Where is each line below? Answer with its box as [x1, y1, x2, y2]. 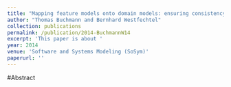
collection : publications [7, 23, 81, 29]
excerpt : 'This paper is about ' [7, 36, 103, 42]
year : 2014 [7, 42, 38, 49]
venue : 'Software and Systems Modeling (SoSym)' [7, 49, 149, 55]
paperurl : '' [7, 55, 45, 62]
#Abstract [7, 73, 36, 82]
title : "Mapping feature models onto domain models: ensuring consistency [7, 10, 226, 17]
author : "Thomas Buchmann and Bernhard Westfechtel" [7, 16, 162, 23]
